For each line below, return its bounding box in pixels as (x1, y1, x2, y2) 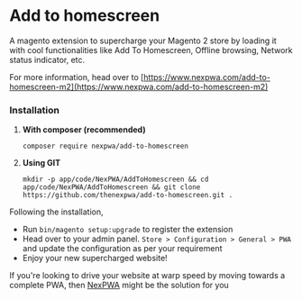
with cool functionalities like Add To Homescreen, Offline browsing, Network (9, 44, 293, 55)
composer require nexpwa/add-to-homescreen (22, 141, 189, 151)
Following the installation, (9, 206, 104, 217)
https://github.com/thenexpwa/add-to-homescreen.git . (22, 191, 233, 200)
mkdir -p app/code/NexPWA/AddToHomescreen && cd (22, 175, 209, 185)
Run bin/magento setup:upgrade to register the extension (22, 224, 233, 235)
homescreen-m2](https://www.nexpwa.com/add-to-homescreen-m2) (9, 81, 269, 92)
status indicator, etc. (9, 54, 86, 65)
